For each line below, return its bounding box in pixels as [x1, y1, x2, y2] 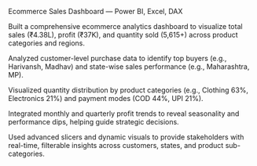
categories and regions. [8, 38, 85, 48]
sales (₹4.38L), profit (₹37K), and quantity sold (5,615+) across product [8, 31, 238, 39]
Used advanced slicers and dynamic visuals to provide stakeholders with [8, 132, 244, 142]
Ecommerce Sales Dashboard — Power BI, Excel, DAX [8, 7, 183, 16]
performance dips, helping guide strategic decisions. [8, 117, 179, 126]
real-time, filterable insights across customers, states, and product [8, 141, 224, 150]
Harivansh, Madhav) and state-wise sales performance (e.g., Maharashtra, [8, 62, 250, 71]
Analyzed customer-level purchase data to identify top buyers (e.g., [8, 54, 227, 63]
